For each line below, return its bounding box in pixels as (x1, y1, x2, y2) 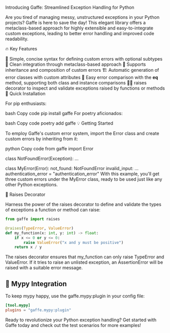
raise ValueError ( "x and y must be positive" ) (23, 240, 124, 245)
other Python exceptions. (5, 182, 58, 187)
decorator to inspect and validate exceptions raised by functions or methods (5, 85, 165, 91)
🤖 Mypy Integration (5, 280, 67, 288)
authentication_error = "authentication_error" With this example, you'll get (5, 171, 160, 177)
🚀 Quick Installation (5, 91, 46, 96)
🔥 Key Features (5, 46, 38, 51)
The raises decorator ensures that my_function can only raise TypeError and (5, 254, 164, 260)
